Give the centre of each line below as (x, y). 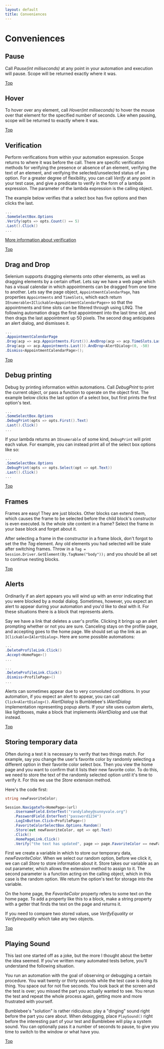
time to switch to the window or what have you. (52, 1032)
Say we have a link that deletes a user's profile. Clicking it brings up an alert (81, 621)
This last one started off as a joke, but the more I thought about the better (79, 955)
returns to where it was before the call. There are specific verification (75, 163)
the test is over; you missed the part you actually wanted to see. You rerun (80, 991)
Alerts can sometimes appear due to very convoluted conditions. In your (78, 691)
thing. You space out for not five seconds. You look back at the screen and (80, 986)
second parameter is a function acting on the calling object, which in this (78, 874)
